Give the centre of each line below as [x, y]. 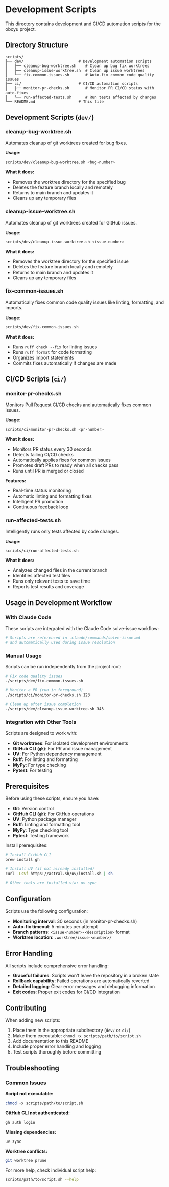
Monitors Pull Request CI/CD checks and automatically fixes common [78, 405]
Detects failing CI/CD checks [43, 455]
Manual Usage [23, 656]
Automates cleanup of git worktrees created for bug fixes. [66, 143]
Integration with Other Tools [41, 722]
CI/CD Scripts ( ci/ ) [36, 379]
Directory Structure [37, 45]
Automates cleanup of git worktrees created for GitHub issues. [71, 222]
